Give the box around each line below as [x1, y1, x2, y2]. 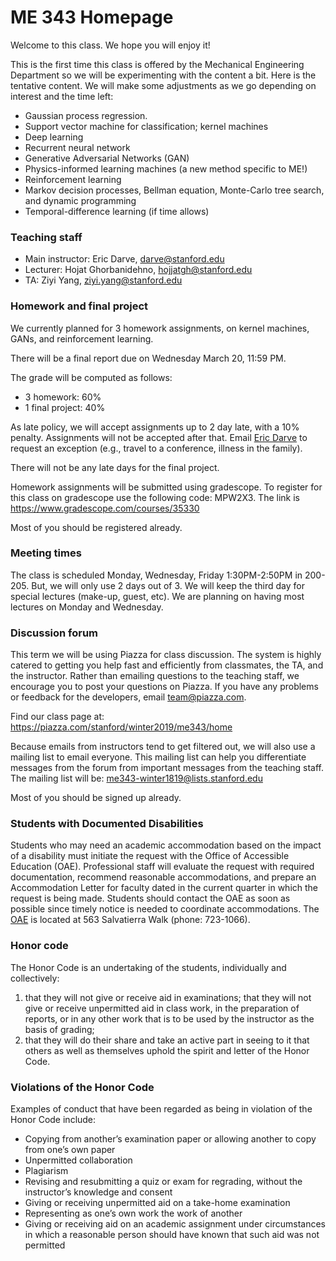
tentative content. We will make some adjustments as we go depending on [10, 79, 317, 91]
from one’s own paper [24, 1144, 116, 1156]
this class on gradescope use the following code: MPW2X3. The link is [10, 491, 300, 503]
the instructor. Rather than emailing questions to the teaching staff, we [10, 670, 300, 682]
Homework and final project [10, 299, 149, 313]
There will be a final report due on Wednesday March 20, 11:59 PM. [10, 352, 287, 364]
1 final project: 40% [24, 401, 106, 413]
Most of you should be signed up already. [10, 792, 182, 804]
